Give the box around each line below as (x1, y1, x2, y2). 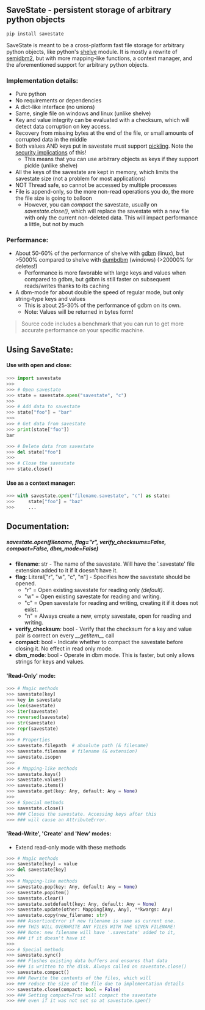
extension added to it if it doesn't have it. (15, 567, 118, 574)
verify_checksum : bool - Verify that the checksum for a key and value (15, 625, 192, 633)
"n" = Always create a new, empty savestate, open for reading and (24, 612, 192, 620)
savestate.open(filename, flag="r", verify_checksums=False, (6, 538, 167, 545)
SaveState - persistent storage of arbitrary (6, 5, 172, 15)
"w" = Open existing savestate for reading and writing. (24, 593, 162, 600)
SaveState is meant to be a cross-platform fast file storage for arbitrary (6, 41, 185, 48)
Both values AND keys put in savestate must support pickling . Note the (15, 142, 193, 150)
